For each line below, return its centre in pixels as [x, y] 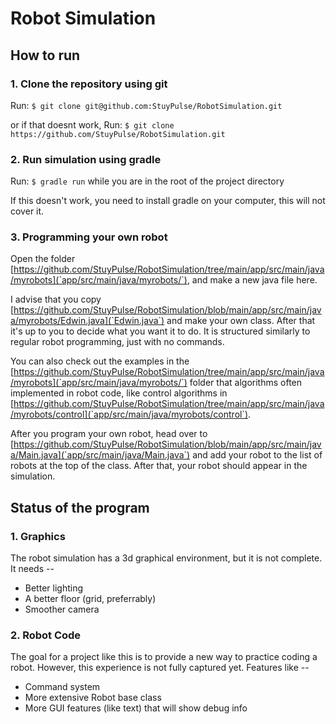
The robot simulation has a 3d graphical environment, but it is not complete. [166, 558]
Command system [62, 687]
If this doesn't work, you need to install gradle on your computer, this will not [168, 201]
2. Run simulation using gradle [86, 159]
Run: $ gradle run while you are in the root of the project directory [147, 181]
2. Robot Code [46, 635]
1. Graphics [38, 536]
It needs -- [32, 569]
